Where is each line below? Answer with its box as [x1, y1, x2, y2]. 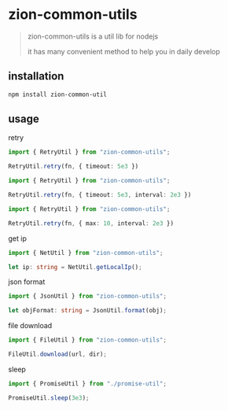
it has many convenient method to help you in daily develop [27, 46, 220, 56]
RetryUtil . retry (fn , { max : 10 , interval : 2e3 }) [8, 219, 175, 227]
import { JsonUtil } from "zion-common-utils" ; [8, 293, 167, 301]
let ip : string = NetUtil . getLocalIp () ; [8, 263, 143, 271]
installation [8, 69, 64, 83]
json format [8, 277, 46, 286]
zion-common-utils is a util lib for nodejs [27, 31, 159, 41]
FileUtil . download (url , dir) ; [8, 350, 108, 359]
